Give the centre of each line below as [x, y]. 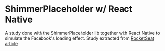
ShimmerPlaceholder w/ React [69, 9]
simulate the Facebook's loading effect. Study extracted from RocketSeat [80, 38]
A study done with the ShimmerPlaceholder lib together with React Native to [82, 33]
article [12, 43]
